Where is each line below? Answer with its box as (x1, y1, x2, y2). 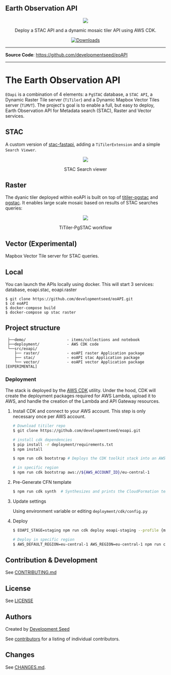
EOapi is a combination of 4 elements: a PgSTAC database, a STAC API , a (5, 91, 153, 97)
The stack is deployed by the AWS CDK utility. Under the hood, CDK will (5, 387, 156, 394)
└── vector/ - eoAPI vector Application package (14, 359, 145, 365)
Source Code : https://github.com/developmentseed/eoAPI (5, 51, 128, 58)
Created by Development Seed (5, 626, 70, 632)
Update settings (12, 498, 47, 504)
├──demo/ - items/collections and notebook (7, 337, 140, 342)
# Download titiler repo (12, 423, 66, 429)
